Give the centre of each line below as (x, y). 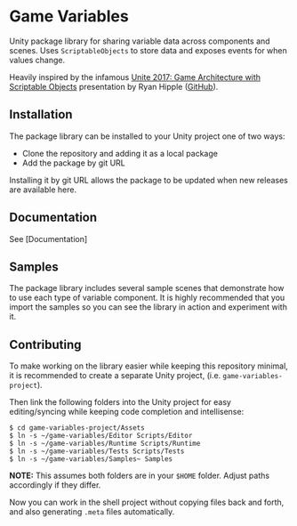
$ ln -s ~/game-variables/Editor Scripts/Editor (101, 436)
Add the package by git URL (74, 163)
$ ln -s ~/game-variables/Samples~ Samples (91, 459)
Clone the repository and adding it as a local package (120, 153)
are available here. (43, 190)
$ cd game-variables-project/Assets (77, 428)
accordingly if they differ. (55, 485)
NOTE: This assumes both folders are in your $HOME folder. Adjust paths (139, 476)
